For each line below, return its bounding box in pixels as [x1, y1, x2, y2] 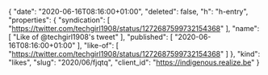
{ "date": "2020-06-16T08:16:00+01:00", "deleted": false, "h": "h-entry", [8, 7, 249, 16]
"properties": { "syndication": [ [8, 15, 111, 25]
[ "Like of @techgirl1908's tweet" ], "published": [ [8, 32, 174, 41]
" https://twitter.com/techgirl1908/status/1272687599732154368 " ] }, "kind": [8, 49, 261, 58]
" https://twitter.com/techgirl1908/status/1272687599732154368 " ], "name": [8, 24, 260, 33]
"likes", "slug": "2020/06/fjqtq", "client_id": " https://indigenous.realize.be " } [8, 57, 260, 67]
